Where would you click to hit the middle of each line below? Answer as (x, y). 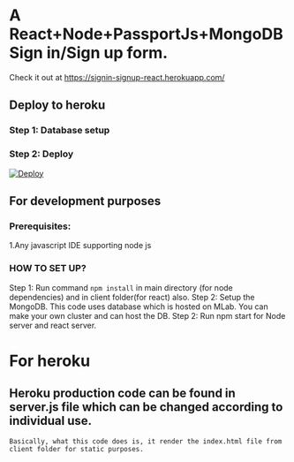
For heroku (50, 361)
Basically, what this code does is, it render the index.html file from (146, 441)
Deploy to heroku (57, 106)
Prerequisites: (40, 226)
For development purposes (85, 201)
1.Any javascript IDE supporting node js (80, 246)
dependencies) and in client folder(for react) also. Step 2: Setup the (132, 297)
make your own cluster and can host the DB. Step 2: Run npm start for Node (147, 315)
